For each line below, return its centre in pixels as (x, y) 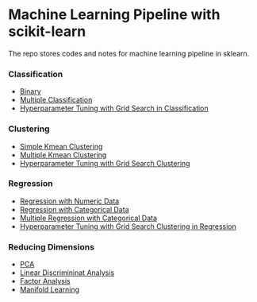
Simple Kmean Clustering (61, 146)
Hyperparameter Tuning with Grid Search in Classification (114, 108)
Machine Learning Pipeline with (114, 15)
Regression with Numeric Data (69, 201)
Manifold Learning (50, 290)
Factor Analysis (45, 281)
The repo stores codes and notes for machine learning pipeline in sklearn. (129, 53)
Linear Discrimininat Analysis (67, 273)
